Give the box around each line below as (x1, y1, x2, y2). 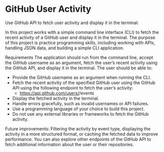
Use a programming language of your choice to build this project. (12, 106, 145, 112)
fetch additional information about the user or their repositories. (5, 141, 134, 147)
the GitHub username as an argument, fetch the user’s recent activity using (5, 60, 158, 65)
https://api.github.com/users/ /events (19, 90, 95, 96)
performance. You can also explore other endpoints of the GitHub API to (5, 136, 151, 142)
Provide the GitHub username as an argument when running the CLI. (12, 74, 151, 80)
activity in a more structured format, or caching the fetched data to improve (5, 131, 159, 137)
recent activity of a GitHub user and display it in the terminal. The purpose (5, 34, 156, 40)
